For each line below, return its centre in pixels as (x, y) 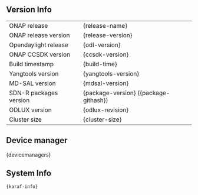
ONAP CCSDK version (40, 54)
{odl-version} (102, 45)
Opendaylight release (39, 45)
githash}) (96, 100)
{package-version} (110, 93)
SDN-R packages (34, 93)
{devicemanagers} (29, 155)
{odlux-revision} (106, 110)
